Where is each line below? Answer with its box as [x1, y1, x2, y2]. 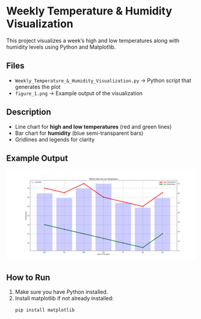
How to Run [6, 272, 51, 282]
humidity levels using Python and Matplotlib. [6, 43, 116, 51]
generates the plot [14, 83, 61, 90]
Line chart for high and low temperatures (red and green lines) [14, 123, 172, 130]
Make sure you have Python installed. [14, 288, 108, 296]
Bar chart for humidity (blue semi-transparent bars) [14, 129, 144, 137]
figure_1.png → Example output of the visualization [14, 89, 143, 97]
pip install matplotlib [14, 307, 75, 314]
